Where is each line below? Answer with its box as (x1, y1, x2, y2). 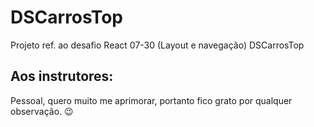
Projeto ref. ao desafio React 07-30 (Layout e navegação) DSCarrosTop (10, 39, 305, 51)
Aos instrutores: (10, 68, 114, 85)
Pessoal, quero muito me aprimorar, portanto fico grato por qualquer (10, 94, 293, 106)
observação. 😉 (10, 105, 74, 117)
